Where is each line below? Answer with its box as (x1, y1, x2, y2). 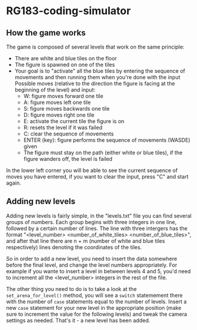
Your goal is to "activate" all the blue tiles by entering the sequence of (14, 67, 185, 75)
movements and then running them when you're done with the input (14, 74, 180, 80)
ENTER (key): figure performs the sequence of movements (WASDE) (23, 137, 190, 143)
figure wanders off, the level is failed (23, 156, 112, 162)
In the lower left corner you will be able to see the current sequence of (6, 167, 178, 174)
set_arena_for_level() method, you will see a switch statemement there (6, 292, 183, 299)
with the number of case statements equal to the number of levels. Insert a (6, 297, 187, 305)
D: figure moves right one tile (23, 111, 95, 118)
